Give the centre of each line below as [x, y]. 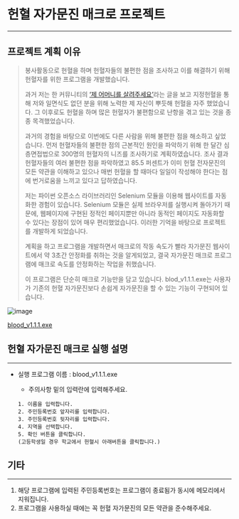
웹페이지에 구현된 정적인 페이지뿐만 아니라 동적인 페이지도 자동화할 [132, 213]
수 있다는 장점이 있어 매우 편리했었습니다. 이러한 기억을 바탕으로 [113, 222]
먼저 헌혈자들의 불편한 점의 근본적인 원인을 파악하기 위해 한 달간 [134, 145]
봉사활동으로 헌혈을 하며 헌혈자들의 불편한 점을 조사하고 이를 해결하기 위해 [127, 70]
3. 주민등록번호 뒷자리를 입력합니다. [64, 419]
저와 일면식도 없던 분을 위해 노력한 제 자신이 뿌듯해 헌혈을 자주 [118, 103]
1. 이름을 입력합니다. [45, 404]
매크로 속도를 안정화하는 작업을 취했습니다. [97, 264]
